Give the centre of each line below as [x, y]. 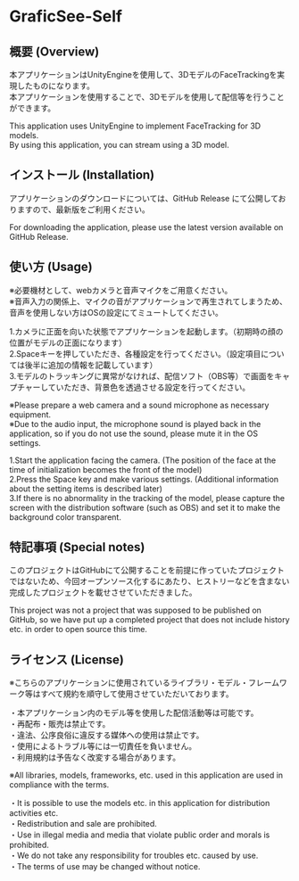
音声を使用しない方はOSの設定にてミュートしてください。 [116, 312]
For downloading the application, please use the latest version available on [146, 227]
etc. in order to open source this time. [78, 630]
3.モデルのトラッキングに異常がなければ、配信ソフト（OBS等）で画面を [142, 375]
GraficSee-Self [66, 16]
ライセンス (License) [67, 659]
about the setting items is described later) [86, 489]
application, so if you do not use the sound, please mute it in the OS [134, 433]
